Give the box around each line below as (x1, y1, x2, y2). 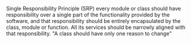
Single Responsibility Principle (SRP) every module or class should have (6, 5, 182, 12)
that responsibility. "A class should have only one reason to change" (6, 30, 172, 37)
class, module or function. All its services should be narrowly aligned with (6, 24, 186, 31)
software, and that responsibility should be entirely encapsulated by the (6, 18, 181, 24)
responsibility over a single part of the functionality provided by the (6, 11, 170, 18)
